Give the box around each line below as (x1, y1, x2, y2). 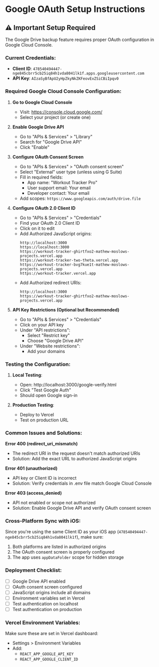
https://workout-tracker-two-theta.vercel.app (19, 258, 119, 263)
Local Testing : (12, 372, 42, 378)
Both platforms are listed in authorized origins (12, 544, 106, 550)
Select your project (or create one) (19, 114, 91, 120)
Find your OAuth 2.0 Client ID (19, 220, 80, 226)
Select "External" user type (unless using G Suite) (19, 169, 122, 175)
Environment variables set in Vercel (12, 595, 85, 601)
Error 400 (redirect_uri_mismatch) (5, 441, 78, 447)
